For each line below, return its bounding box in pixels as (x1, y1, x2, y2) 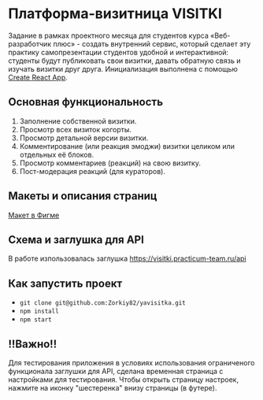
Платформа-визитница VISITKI (8, 5, 223, 23)
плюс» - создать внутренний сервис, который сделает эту (53, 39, 251, 48)
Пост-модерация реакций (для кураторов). (19, 166, 165, 176)
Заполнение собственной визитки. (19, 116, 137, 126)
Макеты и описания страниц (8, 190, 157, 203)
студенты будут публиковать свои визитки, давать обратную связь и (8, 56, 241, 65)
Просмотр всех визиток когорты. (19, 124, 132, 134)
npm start (19, 316, 53, 324)
